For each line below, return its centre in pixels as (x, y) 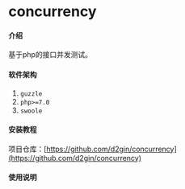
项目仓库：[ (27, 149)
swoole (31, 111)
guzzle (31, 94)
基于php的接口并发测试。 (50, 55)
